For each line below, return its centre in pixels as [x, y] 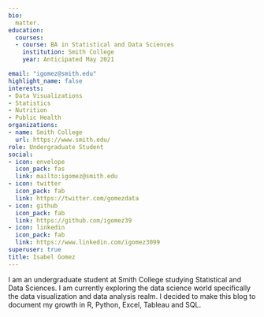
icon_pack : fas [40, 169]
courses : [30, 37]
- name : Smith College [45, 132]
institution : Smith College [68, 52]
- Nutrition [28, 110]
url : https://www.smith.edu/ [63, 140]
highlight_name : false [45, 81]
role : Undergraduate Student [56, 147]
